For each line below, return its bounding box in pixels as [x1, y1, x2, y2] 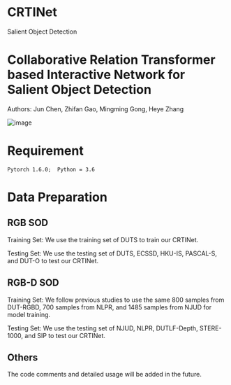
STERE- [199, 323, 222, 332]
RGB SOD [7, 217, 49, 229]
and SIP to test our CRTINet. [24, 331, 106, 339]
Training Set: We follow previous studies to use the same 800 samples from [7, 295, 225, 304]
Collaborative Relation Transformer [7, 52, 216, 68]
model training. [7, 310, 51, 318]
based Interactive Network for [7, 67, 186, 83]
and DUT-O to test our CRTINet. [7, 256, 99, 265]
